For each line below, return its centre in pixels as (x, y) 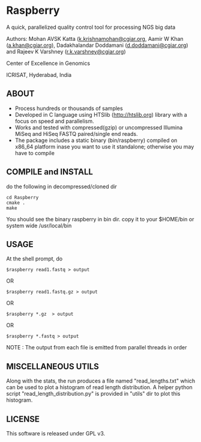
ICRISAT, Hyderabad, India (39, 75)
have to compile (35, 153)
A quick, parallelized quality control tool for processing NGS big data (91, 27)
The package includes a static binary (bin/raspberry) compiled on (96, 140)
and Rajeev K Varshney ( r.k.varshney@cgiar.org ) (66, 51)
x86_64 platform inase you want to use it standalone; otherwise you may (104, 146)
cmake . (16, 203)
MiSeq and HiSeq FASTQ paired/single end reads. (76, 134)
